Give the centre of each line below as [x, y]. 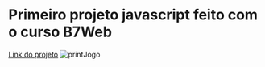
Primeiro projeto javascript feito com [133, 15]
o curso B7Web [60, 32]
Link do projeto [33, 54]
